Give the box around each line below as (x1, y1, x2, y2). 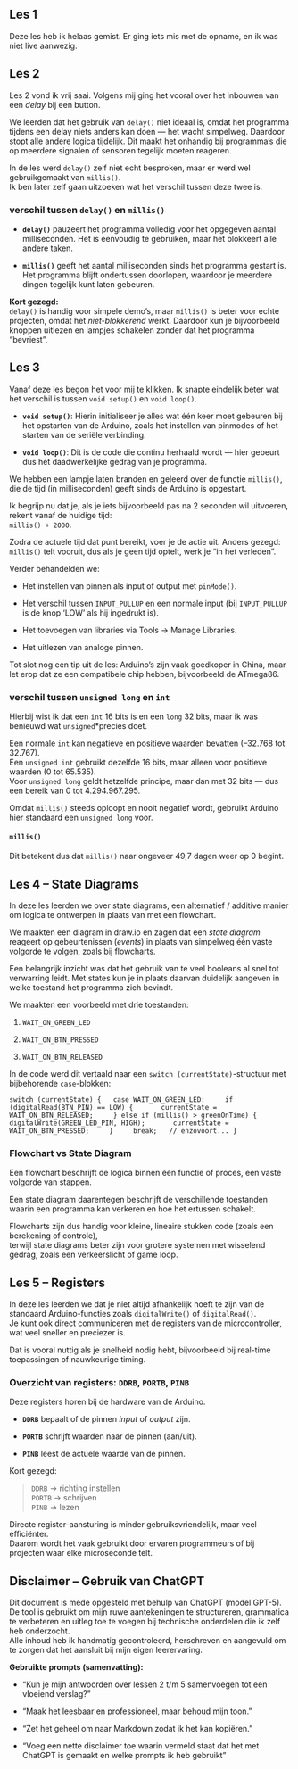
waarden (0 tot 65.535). (9, 766, 96, 777)
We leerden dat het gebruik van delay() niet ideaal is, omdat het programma (9, 116, 290, 128)
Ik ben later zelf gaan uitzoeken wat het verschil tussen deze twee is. (9, 181, 263, 192)
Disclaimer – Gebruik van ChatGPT (9, 1574, 205, 1589)
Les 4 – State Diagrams (9, 876, 140, 891)
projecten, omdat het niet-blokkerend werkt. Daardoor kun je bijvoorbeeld (9, 315, 281, 326)
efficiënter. (9, 1529, 49, 1540)
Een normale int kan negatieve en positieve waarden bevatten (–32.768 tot (9, 738, 286, 748)
